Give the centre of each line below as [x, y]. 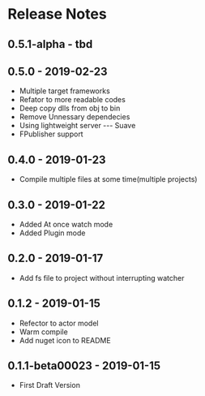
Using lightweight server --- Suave [77, 126]
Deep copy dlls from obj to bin [70, 108]
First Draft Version [49, 385]
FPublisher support [51, 134]
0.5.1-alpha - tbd [50, 44]
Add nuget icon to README [65, 340]
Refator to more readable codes [73, 100]
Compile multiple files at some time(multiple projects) [108, 179]
